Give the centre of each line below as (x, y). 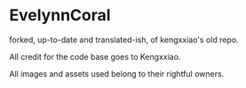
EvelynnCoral (60, 15)
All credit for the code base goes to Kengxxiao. (95, 56)
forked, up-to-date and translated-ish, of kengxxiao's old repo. (124, 40)
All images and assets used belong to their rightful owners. (117, 73)
